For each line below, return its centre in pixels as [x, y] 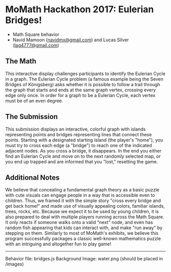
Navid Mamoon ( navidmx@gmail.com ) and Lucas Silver [71, 40]
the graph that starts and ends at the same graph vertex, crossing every [81, 90]
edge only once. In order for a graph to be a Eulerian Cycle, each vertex [80, 95]
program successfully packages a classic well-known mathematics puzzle [83, 239]
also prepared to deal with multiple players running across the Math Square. [85, 217]
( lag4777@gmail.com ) [36, 45]
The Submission [32, 117]
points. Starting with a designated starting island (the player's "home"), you [84, 140]
